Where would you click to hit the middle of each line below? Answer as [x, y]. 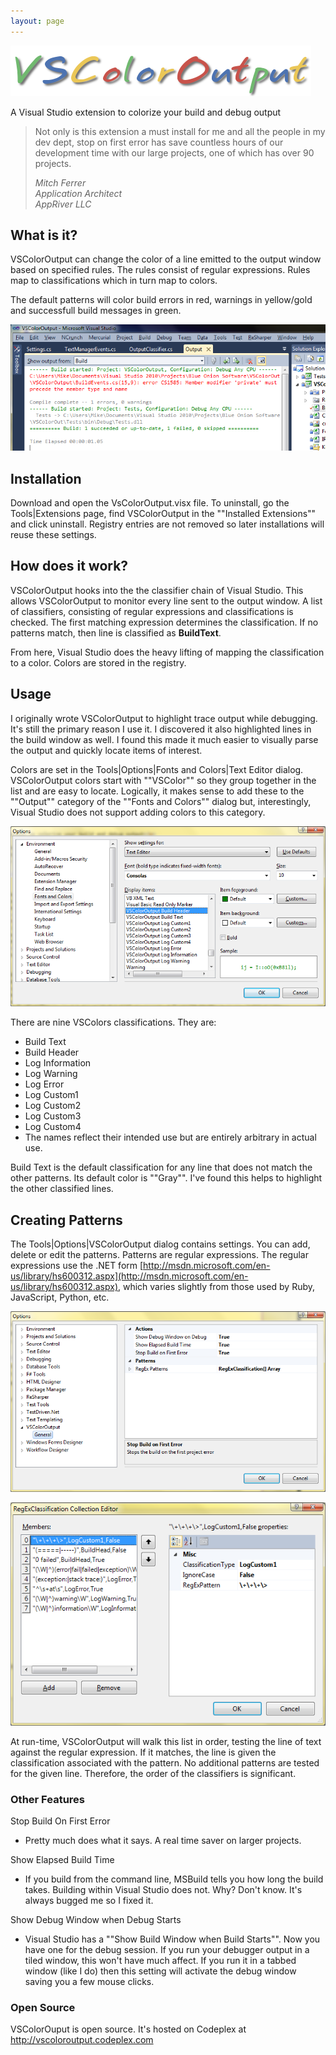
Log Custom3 [53, 1116]
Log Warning [51, 1074]
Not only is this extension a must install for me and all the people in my [180, 131]
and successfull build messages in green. [96, 311]
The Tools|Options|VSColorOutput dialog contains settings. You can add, [160, 1244]
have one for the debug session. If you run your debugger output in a [167, 1949]
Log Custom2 [53, 1106]
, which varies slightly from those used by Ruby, [217, 1286]
